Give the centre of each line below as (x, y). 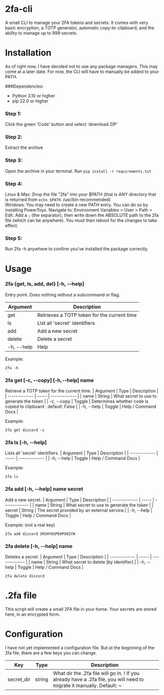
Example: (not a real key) (30, 525)
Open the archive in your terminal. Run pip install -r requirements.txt (78, 171)
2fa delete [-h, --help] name (39, 546)
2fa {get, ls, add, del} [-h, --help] (45, 284)
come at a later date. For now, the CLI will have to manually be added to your (82, 72)
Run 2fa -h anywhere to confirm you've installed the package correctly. (77, 249)
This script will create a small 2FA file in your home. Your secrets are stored (81, 609)
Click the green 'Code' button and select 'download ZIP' (61, 124)
